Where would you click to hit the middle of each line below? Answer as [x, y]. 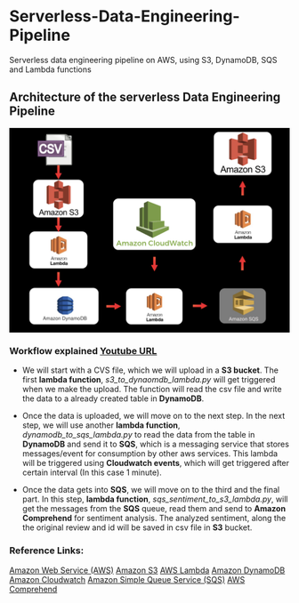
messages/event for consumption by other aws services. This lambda [150, 454]
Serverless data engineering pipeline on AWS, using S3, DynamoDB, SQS [143, 60]
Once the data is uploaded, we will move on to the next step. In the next [154, 416]
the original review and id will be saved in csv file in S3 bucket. [137, 527]
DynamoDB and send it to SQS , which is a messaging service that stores [155, 444]
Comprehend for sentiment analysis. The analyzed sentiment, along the [154, 519]
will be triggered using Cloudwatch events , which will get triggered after [156, 463]
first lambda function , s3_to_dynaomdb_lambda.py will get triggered [149, 380]
